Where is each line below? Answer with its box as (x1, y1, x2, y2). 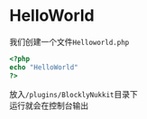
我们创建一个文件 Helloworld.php (9, 36, 130, 47)
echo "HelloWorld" (9, 62, 78, 72)
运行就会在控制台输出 (9, 100, 88, 111)
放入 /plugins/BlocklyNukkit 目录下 (9, 88, 138, 99)
